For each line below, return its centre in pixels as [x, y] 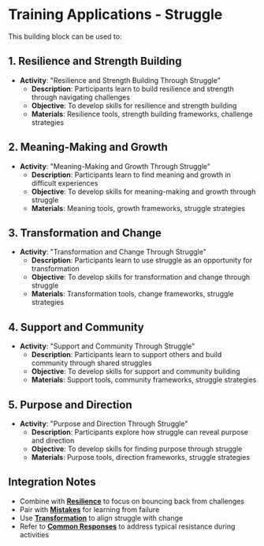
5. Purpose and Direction [70, 405]
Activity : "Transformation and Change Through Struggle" [113, 252]
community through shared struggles [91, 363]
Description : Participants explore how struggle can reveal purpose [140, 432]
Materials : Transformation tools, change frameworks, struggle [132, 294]
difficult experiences [65, 183]
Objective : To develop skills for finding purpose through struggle [137, 449]
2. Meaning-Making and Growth [88, 147]
